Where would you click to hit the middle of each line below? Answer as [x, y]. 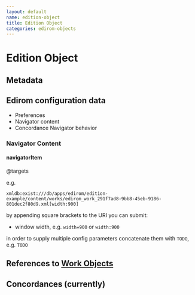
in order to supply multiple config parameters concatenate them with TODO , [98, 238]
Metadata [25, 80]
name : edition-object [33, 17]
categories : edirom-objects [41, 28]
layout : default [26, 12]
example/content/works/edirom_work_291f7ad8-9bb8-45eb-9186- [84, 198]
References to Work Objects [60, 264]
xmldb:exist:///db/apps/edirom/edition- [57, 193]
